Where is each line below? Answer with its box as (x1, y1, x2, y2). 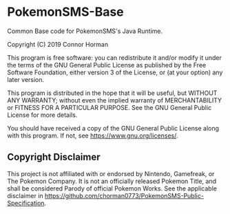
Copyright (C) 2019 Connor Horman (7, 40, 109, 48)
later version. (7, 75, 45, 83)
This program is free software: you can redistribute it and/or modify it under (7, 53, 222, 62)
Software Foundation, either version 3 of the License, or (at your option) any (7, 68, 223, 76)
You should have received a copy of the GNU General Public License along (7, 124, 219, 132)
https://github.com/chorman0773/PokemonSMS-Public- (44, 191, 205, 200)
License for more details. (7, 111, 78, 119)
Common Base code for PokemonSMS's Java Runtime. (7, 27, 163, 35)
